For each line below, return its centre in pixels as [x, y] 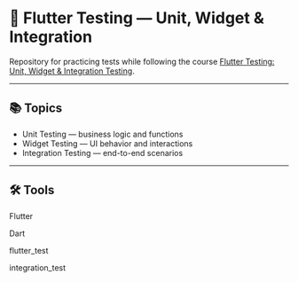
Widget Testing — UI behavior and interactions [107, 143]
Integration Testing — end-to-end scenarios [102, 153]
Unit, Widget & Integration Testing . [72, 71]
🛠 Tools [32, 190]
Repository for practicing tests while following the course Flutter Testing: [142, 61]
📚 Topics [36, 109]
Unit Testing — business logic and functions [102, 134]
